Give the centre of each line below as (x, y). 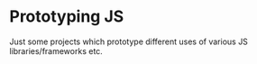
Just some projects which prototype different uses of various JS (128, 41)
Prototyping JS (67, 17)
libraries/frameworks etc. (56, 50)
